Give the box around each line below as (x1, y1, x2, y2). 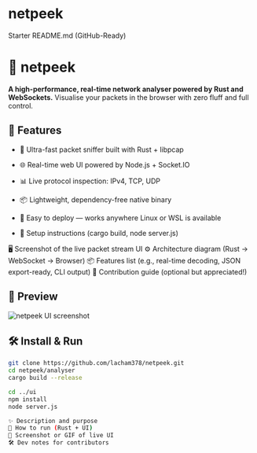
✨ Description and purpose (8, 417, 98, 425)
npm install (8, 395, 47, 403)
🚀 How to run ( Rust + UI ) (8, 424, 93, 433)
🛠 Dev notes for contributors (8, 439, 109, 447)
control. (8, 101, 34, 110)
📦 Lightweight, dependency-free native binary (19, 194, 172, 204)
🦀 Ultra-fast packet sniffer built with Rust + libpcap (19, 145, 185, 154)
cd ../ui (8, 388, 37, 396)
